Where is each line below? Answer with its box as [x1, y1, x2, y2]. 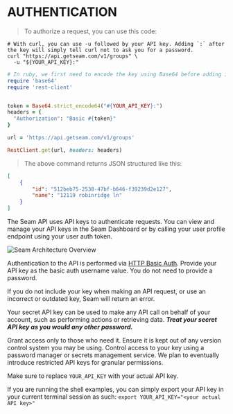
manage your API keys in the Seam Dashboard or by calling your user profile [7, 225, 225, 233]
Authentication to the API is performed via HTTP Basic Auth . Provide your [7, 259, 217, 268]
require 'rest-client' [7, 84, 73, 91]
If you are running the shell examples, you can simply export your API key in [7, 386, 224, 394]
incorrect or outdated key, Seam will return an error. [7, 295, 155, 303]
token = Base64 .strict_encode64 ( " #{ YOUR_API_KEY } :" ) [7, 102, 163, 110]
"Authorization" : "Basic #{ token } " [13, 115, 116, 122]
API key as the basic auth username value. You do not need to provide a [7, 266, 213, 275]
